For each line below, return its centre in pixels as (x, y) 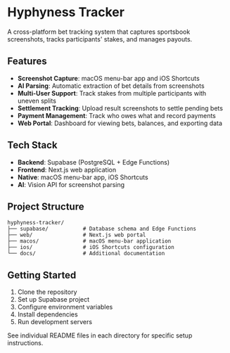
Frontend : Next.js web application (67, 169)
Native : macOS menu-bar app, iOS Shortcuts (83, 177)
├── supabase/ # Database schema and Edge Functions (102, 229)
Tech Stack (32, 145)
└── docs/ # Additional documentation (86, 254)
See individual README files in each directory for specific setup (100, 335)
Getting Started (42, 275)
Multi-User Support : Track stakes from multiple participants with (112, 93)
